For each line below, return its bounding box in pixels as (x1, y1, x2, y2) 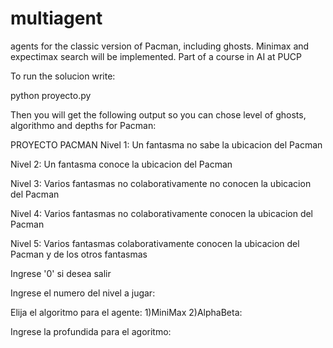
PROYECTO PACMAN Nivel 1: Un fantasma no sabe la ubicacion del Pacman (10, 138, 323, 151)
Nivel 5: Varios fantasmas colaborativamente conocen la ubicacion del (10, 237, 300, 249)
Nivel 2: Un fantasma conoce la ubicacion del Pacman (10, 158, 233, 170)
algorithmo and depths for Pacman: (10, 119, 157, 131)
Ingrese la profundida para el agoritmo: (10, 325, 172, 337)
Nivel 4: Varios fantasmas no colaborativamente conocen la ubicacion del (10, 207, 314, 219)
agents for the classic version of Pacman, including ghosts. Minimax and (10, 40, 310, 52)
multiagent (10, 7, 103, 30)
